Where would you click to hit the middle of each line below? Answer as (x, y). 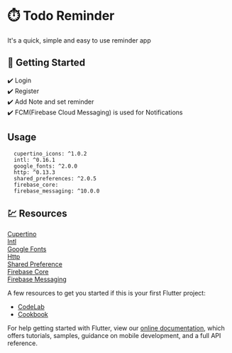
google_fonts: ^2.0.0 (46, 166)
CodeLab (31, 307)
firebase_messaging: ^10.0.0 (57, 191)
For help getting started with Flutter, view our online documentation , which (116, 328)
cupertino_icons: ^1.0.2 (50, 153)
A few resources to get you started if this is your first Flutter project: (106, 293)
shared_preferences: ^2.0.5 (55, 178)
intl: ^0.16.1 (34, 160)
